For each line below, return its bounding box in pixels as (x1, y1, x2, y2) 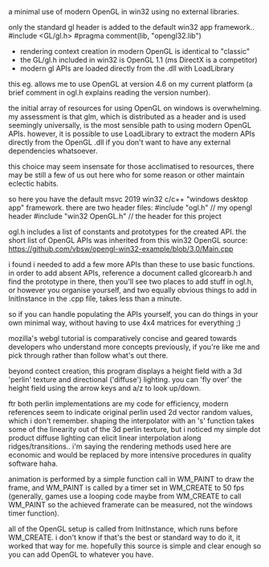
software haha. (8, 458, 59, 468)
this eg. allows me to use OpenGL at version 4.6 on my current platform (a (8, 80, 253, 88)
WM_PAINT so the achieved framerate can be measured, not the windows (8, 500, 253, 509)
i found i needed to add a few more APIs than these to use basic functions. (8, 260, 255, 269)
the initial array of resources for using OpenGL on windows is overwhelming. (8, 104, 262, 113)
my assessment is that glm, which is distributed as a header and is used (8, 112, 247, 121)
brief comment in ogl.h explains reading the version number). (8, 88, 211, 97)
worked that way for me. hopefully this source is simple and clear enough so (8, 541, 262, 550)
